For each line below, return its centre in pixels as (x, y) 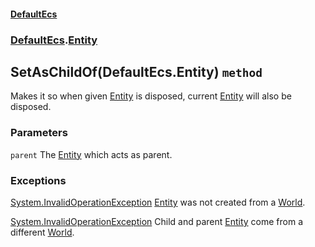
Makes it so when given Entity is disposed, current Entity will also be (151, 96)
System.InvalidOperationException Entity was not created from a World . (158, 202)
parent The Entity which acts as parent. (91, 154)
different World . (42, 232)
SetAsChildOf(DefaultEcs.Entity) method (136, 71)
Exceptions (38, 180)
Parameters (39, 133)
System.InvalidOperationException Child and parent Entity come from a (157, 221)
